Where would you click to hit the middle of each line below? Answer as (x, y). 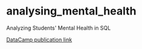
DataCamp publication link (39, 39)
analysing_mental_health (71, 11)
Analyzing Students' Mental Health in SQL (59, 28)
